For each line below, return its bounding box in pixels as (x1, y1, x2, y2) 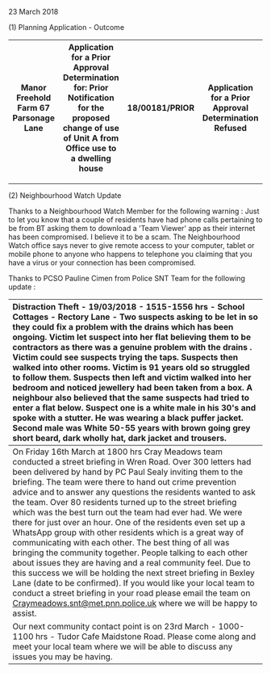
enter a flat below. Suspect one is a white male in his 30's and (12, 402, 256, 413)
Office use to (65, 143, 117, 154)
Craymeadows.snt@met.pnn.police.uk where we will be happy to (12, 598, 258, 608)
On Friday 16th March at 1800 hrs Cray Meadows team (12, 446, 223, 457)
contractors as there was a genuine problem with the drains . (12, 342, 252, 352)
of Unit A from (63, 132, 119, 144)
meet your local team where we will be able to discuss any (12, 641, 233, 652)
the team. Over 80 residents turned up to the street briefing (12, 497, 237, 507)
